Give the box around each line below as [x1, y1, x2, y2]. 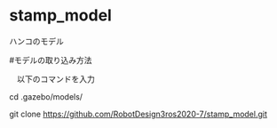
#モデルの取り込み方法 [9, 54, 92, 65]
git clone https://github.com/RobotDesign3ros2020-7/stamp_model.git [9, 108, 268, 119]
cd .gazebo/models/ [9, 91, 83, 102]
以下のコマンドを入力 [16, 73, 95, 84]
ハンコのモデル [9, 36, 64, 46]
